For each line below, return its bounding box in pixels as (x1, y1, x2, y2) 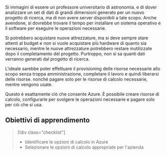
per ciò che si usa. (5, 102, 43, 107)
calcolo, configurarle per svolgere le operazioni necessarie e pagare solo (5, 96, 155, 102)
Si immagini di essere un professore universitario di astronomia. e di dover (5, 4, 157, 10)
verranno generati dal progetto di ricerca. (5, 56, 90, 62)
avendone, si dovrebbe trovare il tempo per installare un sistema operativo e (5, 20, 161, 26)
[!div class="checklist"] (17, 129, 66, 135)
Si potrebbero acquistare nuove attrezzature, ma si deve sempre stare (5, 35, 149, 41)
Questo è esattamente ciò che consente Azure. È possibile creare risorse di (5, 91, 160, 97)
